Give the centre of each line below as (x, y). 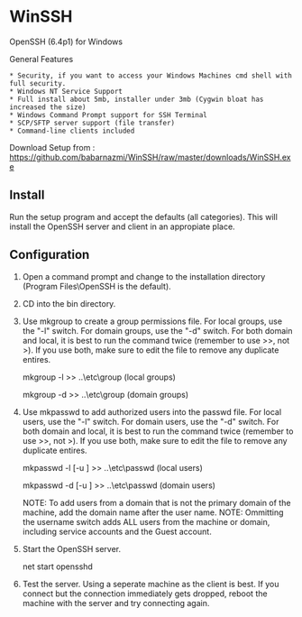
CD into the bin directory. (69, 303)
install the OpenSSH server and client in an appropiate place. (123, 226)
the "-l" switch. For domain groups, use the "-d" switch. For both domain (157, 330)
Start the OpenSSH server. (72, 548)
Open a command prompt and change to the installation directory (144, 276)
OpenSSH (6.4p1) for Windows (66, 41)
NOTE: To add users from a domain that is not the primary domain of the (156, 502)
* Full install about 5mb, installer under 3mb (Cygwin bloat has (137, 99)
